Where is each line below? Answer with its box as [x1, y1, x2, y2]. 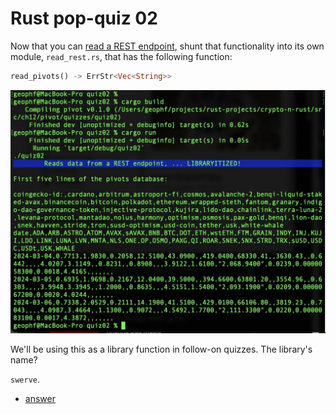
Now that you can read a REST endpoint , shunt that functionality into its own [10, 40, 325, 52]
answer [24, 392, 56, 404]
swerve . [10, 373, 40, 385]
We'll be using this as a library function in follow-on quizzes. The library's [10, 343, 313, 355]
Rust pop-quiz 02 [10, 7, 158, 30]
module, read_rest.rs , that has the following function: [10, 50, 233, 62]
